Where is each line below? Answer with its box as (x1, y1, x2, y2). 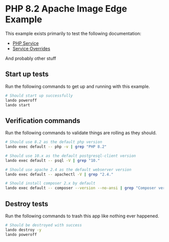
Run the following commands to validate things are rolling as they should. (5, 130, 157, 136)
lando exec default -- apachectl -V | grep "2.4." (5, 172, 114, 177)
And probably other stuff (5, 55, 56, 61)
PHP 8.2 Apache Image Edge (5, 3, 127, 15)
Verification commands (5, 116, 80, 125)
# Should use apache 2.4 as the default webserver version (5, 167, 132, 172)
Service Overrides (12, 45, 50, 51)
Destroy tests (5, 200, 49, 208)
